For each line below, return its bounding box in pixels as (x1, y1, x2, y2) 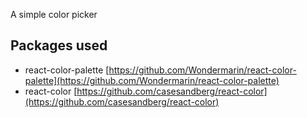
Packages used (10, 37, 108, 54)
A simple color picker (10, 9, 98, 20)
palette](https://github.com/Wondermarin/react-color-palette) (24, 74, 280, 86)
